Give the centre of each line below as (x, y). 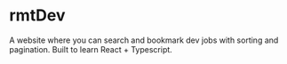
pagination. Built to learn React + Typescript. (91, 49)
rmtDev (37, 16)
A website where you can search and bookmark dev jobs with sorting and (144, 40)
